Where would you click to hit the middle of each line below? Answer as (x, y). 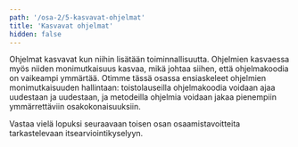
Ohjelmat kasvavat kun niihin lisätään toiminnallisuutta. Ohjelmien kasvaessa (149, 60)
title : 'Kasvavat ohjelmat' (62, 26)
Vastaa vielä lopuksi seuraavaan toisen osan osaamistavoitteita (125, 124)
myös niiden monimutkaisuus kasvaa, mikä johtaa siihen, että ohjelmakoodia (149, 69)
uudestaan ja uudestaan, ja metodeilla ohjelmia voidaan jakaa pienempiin (143, 97)
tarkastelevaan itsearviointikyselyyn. (76, 134)
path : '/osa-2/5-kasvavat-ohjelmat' (77, 17)
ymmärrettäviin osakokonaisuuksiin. (75, 107)
